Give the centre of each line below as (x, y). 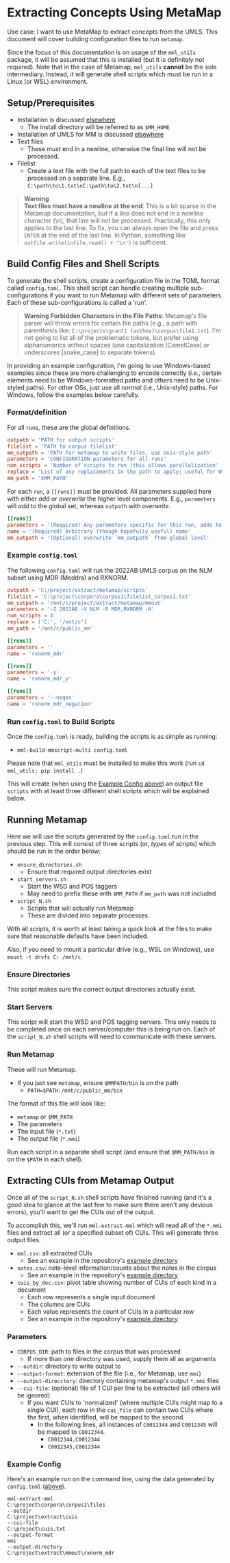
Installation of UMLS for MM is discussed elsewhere (90, 134)
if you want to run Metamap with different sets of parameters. (136, 295)
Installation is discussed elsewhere (66, 119)
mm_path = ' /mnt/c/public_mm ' (50, 629)
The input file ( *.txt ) (47, 1131)
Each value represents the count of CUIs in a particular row (111, 1311)
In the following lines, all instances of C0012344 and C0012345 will (127, 1424)
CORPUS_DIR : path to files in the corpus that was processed (99, 1351)
